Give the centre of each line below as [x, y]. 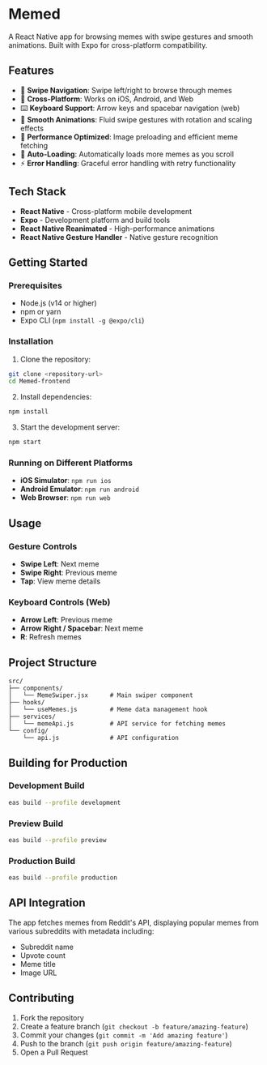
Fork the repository [52, 1017]
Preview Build [36, 823]
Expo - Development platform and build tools [95, 220]
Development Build [47, 785]
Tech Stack [37, 192]
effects [32, 128]
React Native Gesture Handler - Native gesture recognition [119, 237]
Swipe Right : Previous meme [68, 573]
